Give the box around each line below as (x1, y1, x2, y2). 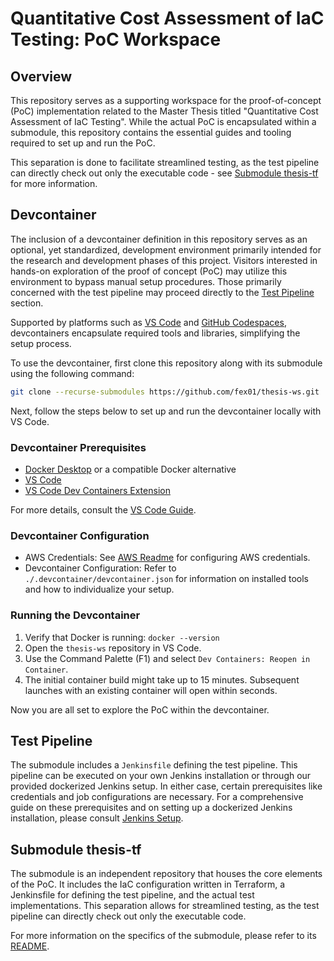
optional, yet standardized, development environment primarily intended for (10, 243, 322, 256)
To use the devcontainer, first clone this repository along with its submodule (10, 357, 323, 369)
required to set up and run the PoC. (10, 137, 156, 149)
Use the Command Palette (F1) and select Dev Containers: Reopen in (24, 652, 311, 664)
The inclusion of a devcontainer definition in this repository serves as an (10, 233, 308, 245)
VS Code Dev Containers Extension (24, 484, 171, 496)
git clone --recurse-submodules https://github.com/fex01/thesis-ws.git (10, 387, 320, 397)
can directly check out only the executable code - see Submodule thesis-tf (10, 167, 319, 179)
